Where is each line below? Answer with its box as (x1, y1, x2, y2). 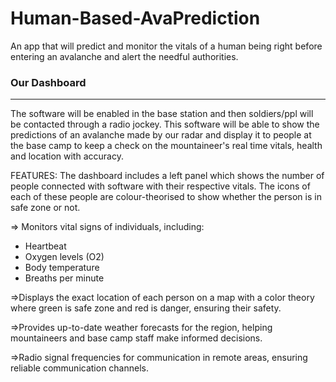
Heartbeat (24, 240, 67, 252)
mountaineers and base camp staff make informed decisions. (10, 332, 263, 344)
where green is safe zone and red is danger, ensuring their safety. (10, 302, 282, 314)
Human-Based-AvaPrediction (10, 7, 261, 30)
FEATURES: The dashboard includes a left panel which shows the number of (10, 170, 325, 182)
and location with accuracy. (10, 150, 124, 162)
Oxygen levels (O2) (24, 251, 105, 263)
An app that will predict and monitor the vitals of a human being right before (10, 40, 323, 52)
